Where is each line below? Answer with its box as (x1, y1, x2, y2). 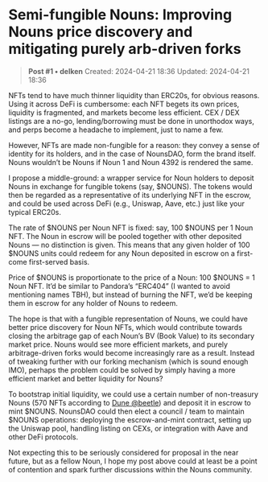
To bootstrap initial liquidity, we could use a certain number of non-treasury (8, 389, 259, 399)
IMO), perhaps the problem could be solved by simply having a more (8, 365, 236, 375)
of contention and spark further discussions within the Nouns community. (8, 464, 253, 474)
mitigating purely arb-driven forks (8, 40, 241, 58)
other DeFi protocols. (8, 432, 79, 442)
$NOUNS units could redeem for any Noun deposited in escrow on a (8, 248, 236, 258)
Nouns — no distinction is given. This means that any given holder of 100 (8, 240, 251, 249)
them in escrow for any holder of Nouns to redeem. (8, 298, 179, 307)
